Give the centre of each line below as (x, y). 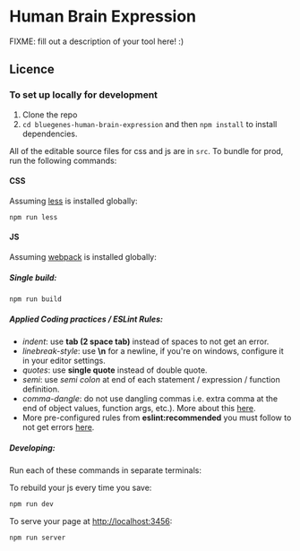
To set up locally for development (84, 95)
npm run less (34, 217)
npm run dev (31, 504)
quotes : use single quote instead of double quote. (115, 370)
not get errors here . (58, 426)
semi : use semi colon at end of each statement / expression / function (151, 379)
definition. (41, 389)
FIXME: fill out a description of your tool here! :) (97, 41)
